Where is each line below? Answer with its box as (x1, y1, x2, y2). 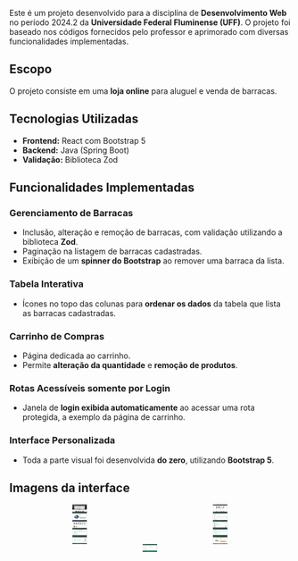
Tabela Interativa (9, 278, 84, 290)
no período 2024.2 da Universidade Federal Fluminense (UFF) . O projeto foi (9, 17, 291, 28)
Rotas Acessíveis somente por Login (9, 381, 171, 394)
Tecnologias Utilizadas (9, 112, 139, 127)
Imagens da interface (9, 480, 130, 495)
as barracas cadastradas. (21, 307, 116, 318)
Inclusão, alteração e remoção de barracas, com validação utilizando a (21, 227, 283, 238)
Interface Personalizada (9, 434, 116, 447)
